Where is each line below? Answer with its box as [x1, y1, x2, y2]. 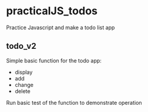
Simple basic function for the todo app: [6, 57, 102, 64]
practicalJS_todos [6, 4, 98, 18]
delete [14, 88, 31, 95]
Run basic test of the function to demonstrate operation [6, 99, 143, 106]
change [14, 81, 34, 88]
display [14, 69, 33, 76]
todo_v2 [6, 41, 37, 51]
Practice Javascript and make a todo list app [6, 24, 115, 31]
